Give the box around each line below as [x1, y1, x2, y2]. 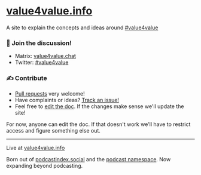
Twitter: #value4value [14, 59, 69, 66]
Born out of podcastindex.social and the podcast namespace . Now [6, 155, 171, 162]
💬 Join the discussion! [6, 39, 72, 47]
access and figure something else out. [6, 127, 100, 134]
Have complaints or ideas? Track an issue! [14, 96, 120, 103]
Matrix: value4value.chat [14, 53, 77, 60]
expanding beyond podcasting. [6, 162, 83, 169]
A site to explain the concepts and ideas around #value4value [6, 24, 159, 31]
